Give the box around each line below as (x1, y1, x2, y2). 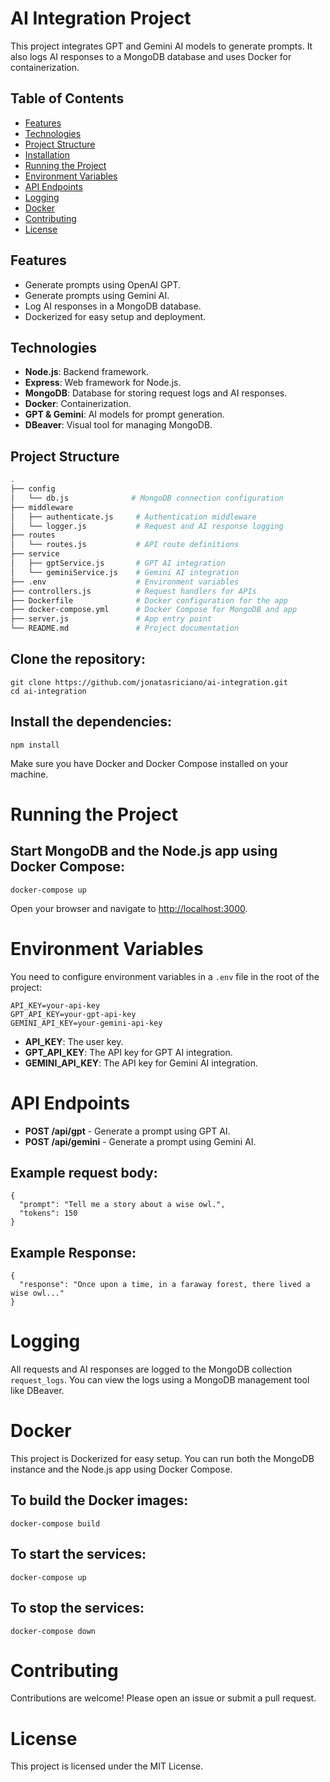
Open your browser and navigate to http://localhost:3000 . (10, 902, 248, 914)
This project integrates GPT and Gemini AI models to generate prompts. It (10, 40, 313, 52)
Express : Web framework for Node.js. (24, 377, 182, 389)
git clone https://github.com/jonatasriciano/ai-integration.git (10, 677, 288, 687)
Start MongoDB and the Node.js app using (10, 843, 278, 860)
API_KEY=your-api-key (10, 1000, 101, 1011)
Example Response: (10, 1244, 137, 1261)
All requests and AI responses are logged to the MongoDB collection (10, 1363, 293, 1376)
